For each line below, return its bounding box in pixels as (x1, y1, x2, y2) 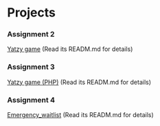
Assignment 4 (7, 95, 56, 105)
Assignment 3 (7, 62, 55, 72)
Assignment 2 (7, 30, 55, 39)
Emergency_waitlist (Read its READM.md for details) (7, 111, 155, 119)
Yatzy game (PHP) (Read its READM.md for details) (7, 78, 152, 86)
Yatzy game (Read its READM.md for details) (7, 45, 133, 53)
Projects (7, 5, 56, 21)
